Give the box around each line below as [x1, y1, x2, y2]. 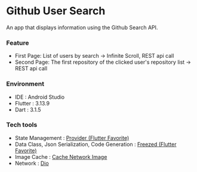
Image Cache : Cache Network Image [14, 153, 107, 160]
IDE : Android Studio [14, 93, 65, 101]
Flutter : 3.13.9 [14, 99, 50, 107]
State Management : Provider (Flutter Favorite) [14, 134, 130, 141]
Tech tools [6, 121, 38, 129]
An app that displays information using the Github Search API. [6, 24, 158, 31]
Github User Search [6, 4, 106, 18]
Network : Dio [14, 160, 49, 167]
